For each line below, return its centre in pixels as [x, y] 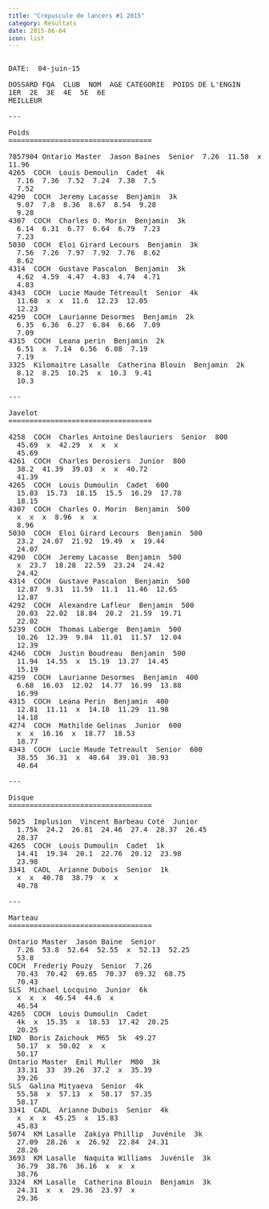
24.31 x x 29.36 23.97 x [76, 1190]
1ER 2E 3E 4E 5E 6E [57, 93]
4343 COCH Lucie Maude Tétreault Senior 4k [103, 293]
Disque [21, 798]
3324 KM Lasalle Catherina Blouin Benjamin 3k [110, 1182]
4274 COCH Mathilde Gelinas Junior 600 [95, 725]
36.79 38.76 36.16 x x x [76, 1166]
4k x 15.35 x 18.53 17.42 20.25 [93, 1022]
